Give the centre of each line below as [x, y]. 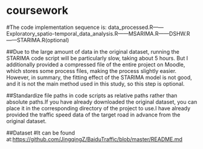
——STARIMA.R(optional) [38, 40]
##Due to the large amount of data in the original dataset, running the [93, 51]
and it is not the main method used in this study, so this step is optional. [95, 84]
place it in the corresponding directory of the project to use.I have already [98, 108]
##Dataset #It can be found [41, 133]
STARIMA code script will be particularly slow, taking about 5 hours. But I [97, 58]
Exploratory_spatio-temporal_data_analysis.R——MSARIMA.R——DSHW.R [98, 33]
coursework [37, 11]
